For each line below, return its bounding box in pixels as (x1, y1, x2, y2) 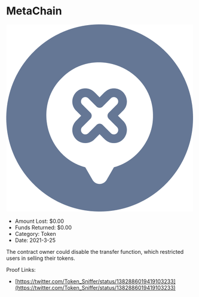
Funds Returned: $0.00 (14, 223, 72, 231)
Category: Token (14, 230, 56, 237)
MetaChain (6, 4, 62, 18)
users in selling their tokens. (6, 254, 76, 262)
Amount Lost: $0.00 (14, 217, 65, 225)
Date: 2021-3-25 (14, 237, 56, 244)
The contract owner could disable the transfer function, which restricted (6, 248, 184, 255)
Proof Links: (6, 266, 36, 273)
